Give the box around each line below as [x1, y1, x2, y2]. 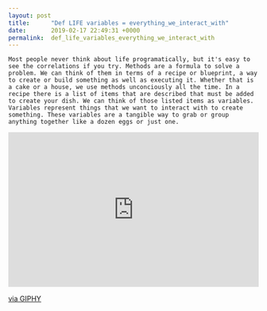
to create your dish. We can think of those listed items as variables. [8, 97, 254, 106]
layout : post [8, 11, 52, 20]
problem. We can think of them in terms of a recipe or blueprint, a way [8, 69, 258, 78]
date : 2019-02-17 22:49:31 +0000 [8, 26, 141, 34]
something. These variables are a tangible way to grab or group [8, 111, 229, 119]
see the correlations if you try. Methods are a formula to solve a [8, 63, 240, 71]
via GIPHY [8, 294, 42, 303]
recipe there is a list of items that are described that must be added [8, 90, 254, 98]
